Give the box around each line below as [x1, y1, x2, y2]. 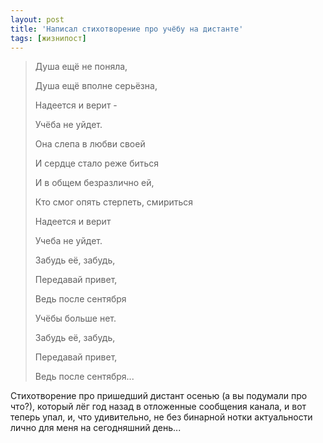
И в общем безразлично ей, [34, 177, 155, 189]
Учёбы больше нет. [34, 312, 117, 325]
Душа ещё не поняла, [34, 61, 128, 73]
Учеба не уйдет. [34, 235, 103, 247]
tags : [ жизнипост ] [10, 33, 87, 43]
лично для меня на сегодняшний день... [10, 422, 182, 434]
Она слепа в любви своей [34, 138, 146, 150]
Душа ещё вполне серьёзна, [34, 80, 158, 92]
